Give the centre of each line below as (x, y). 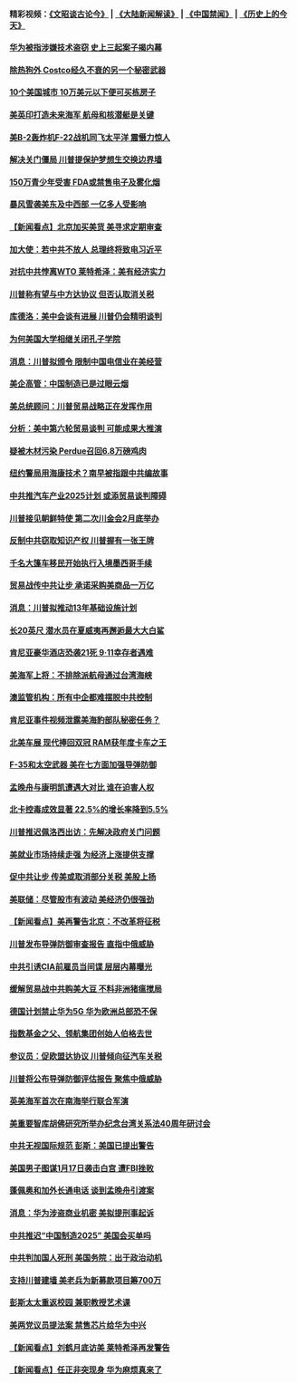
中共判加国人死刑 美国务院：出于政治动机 (86, 1258)
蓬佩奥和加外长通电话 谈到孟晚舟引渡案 (82, 1190)
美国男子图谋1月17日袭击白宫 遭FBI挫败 (81, 1167)
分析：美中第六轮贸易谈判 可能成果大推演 (86, 428)
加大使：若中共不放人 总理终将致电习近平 (86, 249)
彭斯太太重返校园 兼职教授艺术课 (70, 1302)
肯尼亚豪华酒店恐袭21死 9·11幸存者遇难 (81, 653)
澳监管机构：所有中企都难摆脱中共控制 (81, 697)
